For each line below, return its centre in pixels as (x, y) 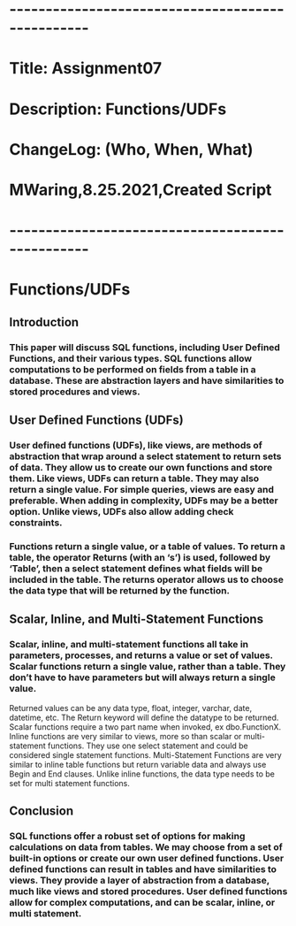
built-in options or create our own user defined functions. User (147, 858)
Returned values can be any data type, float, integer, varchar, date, (131, 708)
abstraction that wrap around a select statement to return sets (145, 456)
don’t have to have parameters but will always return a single (142, 677)
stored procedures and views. (75, 391)
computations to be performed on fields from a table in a (133, 369)
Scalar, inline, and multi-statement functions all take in (129, 645)
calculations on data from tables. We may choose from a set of (146, 846)
